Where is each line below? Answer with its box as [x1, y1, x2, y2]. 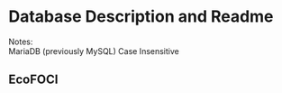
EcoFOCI [8, 72, 59, 88]
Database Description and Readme [8, 6, 274, 27]
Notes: [8, 36, 33, 47]
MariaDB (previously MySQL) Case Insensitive [8, 45, 179, 56]
